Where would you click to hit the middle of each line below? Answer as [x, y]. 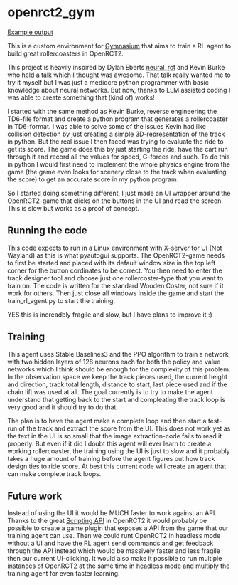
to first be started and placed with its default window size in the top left [111, 263]
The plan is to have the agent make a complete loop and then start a [107, 421]
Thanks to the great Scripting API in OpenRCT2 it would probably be [107, 521]
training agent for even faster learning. [64, 574]
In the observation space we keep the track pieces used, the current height [117, 376]
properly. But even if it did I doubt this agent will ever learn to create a [109, 443]
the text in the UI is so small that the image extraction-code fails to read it [115, 436]
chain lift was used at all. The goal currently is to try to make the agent [110, 391]
